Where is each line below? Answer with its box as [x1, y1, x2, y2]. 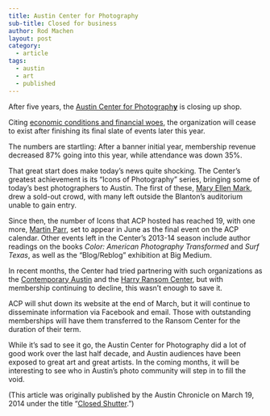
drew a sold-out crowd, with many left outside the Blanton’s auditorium [8, 191, 243, 201]
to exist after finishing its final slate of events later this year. [8, 126, 206, 136]
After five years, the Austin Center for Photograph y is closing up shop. [8, 102, 243, 111]
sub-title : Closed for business [8, 19, 117, 27]
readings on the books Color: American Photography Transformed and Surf [8, 242, 260, 251]
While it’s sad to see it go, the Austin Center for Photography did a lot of [8, 340, 247, 350]
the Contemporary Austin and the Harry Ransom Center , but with [8, 274, 224, 284]
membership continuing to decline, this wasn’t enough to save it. [8, 283, 223, 292]
